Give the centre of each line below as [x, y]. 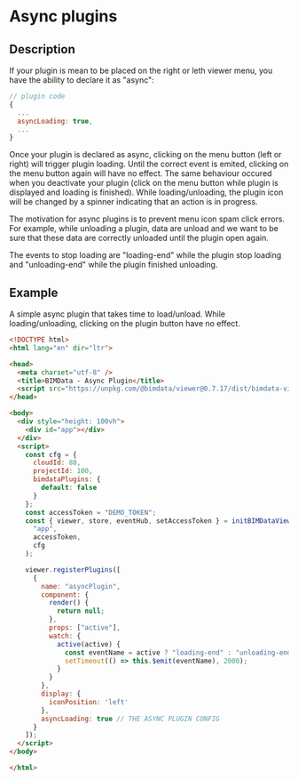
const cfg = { [51, 454]
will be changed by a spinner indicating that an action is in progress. [134, 202]
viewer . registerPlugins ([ [73, 570]
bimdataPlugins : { [67, 479]
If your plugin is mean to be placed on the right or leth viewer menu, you [141, 70]
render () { [69, 603]
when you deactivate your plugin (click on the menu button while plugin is [144, 183]
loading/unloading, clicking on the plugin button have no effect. [125, 324]
